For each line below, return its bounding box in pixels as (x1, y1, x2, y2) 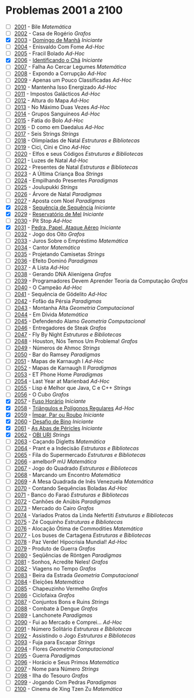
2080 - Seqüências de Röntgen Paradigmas (14, 552, 122, 559)
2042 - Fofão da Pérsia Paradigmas (14, 297, 102, 305)
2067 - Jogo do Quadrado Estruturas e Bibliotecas (14, 465, 138, 472)
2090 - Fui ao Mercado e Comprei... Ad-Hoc (14, 619, 122, 626)
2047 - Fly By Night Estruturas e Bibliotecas (14, 331, 122, 338)
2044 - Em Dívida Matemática (14, 310, 88, 318)
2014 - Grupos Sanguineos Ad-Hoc (14, 110, 101, 117)
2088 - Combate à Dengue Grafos (14, 605, 98, 612)
